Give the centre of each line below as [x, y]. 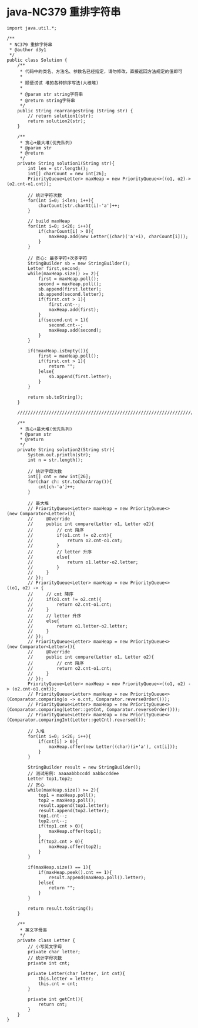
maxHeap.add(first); [74, 309]
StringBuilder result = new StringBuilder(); [85, 767]
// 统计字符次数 [45, 195]
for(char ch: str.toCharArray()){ [70, 482]
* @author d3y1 [28, 50]
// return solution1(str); [61, 116]
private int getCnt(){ [56, 999]
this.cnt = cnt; [58, 984]
